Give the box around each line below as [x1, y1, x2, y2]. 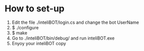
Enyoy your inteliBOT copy [11, 40, 67, 46]
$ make [11, 30, 28, 36]
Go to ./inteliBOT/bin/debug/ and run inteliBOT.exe [11, 35, 115, 41]
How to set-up [4, 3, 65, 14]
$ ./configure [11, 24, 39, 30]
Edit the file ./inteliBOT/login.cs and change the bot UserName [11, 19, 140, 25]
